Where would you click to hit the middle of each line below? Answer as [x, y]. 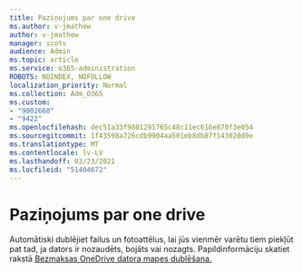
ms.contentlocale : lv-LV [56, 152]
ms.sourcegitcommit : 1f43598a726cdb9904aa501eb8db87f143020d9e [132, 136]
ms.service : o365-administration [73, 69]
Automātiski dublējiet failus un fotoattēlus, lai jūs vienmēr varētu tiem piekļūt [151, 239]
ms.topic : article [44, 60]
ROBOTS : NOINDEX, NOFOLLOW [60, 77]
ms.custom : [30, 102]
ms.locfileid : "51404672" [58, 170]
